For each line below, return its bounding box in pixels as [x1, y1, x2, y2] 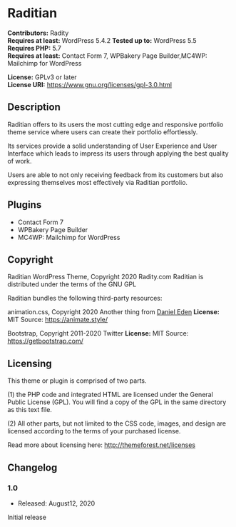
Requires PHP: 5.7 [7, 44, 62, 52]
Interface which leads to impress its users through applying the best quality [7, 149, 230, 158]
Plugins [7, 199, 42, 211]
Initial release [7, 513, 46, 521]
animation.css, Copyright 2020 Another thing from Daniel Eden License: [7, 308, 220, 316]
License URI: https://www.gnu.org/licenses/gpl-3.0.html [7, 80, 173, 89]
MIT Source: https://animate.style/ [7, 316, 108, 324]
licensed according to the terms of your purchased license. [7, 427, 181, 436]
